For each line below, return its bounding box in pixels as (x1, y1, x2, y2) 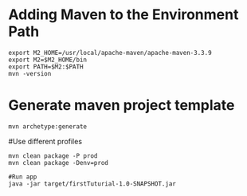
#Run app (8, 173, 37, 181)
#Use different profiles (8, 136, 82, 146)
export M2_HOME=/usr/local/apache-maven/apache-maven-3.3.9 (8, 49, 213, 57)
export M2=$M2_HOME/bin (8, 56, 88, 64)
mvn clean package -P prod (8, 151, 98, 160)
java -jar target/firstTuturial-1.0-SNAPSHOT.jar (8, 179, 177, 188)
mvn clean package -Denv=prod (8, 159, 109, 167)
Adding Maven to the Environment (8, 6, 239, 24)
